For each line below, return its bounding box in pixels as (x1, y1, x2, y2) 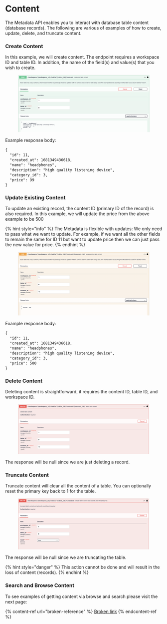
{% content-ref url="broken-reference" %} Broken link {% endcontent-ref (5, 608, 157, 614)
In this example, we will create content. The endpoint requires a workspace (5, 54, 160, 60)
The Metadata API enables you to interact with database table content (5, 20, 149, 26)
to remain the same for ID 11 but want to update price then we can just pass (5, 236, 160, 242)
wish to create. (5, 65, 36, 71)
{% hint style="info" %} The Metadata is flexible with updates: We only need (5, 226, 163, 232)
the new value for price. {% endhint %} (5, 241, 86, 248)
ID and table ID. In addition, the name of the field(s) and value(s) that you (5, 60, 155, 66)
